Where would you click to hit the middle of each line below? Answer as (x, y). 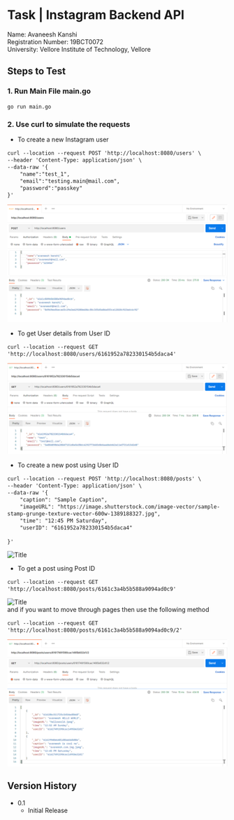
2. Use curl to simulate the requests (69, 124)
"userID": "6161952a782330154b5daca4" (76, 528)
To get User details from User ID (64, 333)
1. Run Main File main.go (49, 91)
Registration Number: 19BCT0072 (55, 41)
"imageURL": (37, 507)
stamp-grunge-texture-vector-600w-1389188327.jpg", (84, 514)
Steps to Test (37, 71)
